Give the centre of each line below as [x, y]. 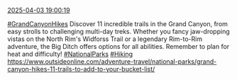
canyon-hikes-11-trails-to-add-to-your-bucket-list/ [81, 69]
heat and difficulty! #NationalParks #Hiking [70, 54]
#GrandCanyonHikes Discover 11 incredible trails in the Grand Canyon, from [118, 24]
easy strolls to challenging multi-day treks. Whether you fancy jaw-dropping [119, 32]
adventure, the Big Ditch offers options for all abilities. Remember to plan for [118, 46]
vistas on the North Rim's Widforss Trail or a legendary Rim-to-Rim [105, 39]
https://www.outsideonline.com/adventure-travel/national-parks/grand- [112, 62]
